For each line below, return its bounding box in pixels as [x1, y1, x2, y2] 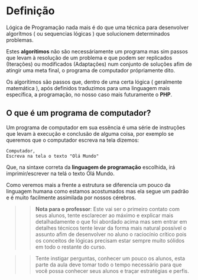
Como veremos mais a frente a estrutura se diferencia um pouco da [6, 181, 171, 188]
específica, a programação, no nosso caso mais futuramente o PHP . [6, 91, 173, 98]
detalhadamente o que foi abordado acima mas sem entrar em [35, 218, 187, 225]
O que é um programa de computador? [6, 108, 151, 118]
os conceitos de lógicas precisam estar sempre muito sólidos [35, 237, 185, 244]
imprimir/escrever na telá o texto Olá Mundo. [6, 170, 115, 177]
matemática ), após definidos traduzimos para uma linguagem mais [6, 84, 170, 91]
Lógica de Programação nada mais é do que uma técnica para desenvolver [6, 24, 189, 31]
